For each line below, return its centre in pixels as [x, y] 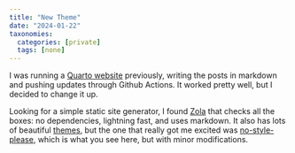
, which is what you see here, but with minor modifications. [141, 140]
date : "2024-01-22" [45, 26]
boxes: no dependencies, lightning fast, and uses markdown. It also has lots [147, 121]
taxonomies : [31, 34]
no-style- [257, 130]
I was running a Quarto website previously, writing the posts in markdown [143, 75]
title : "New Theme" [45, 17]
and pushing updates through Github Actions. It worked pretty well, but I [141, 85]
